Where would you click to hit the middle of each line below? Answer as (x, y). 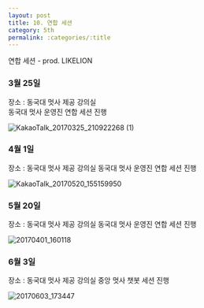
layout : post (30, 15)
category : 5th (32, 30)
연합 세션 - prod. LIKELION (50, 61)
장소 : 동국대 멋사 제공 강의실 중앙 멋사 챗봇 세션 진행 (89, 280)
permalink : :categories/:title (59, 37)
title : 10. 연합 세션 (40, 23)
